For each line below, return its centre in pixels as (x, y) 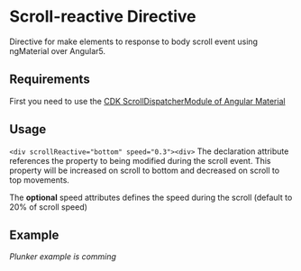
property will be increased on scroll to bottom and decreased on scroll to (145, 170)
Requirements (50, 80)
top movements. (40, 180)
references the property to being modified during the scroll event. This (141, 160)
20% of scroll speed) (49, 207)
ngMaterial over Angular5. (58, 50)
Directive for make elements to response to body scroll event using (134, 41)
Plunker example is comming (63, 257)
